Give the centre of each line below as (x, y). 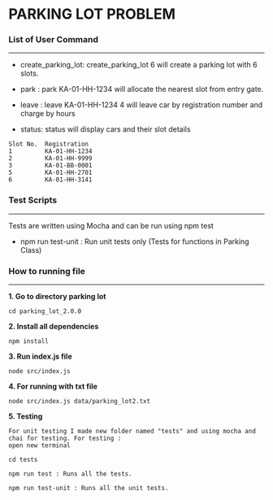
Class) (31, 250)
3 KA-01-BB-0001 (50, 166)
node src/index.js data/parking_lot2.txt (80, 402)
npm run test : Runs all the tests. (70, 474)
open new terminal (39, 446)
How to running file (47, 271)
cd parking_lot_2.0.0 (45, 311)
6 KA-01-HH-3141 (50, 180)
